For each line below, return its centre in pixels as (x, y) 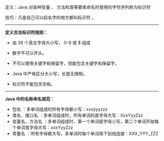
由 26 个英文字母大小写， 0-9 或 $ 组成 (51, 43)
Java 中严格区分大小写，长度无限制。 (50, 74)
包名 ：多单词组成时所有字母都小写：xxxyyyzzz (60, 109)
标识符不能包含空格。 (33, 84)
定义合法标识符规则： (26, 32)
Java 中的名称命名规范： (30, 99)
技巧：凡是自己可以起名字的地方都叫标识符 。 (51, 18)
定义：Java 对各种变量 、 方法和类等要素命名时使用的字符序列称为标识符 (78, 7)
